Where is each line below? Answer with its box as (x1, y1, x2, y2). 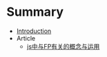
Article (16, 34, 36, 42)
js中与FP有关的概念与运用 (26, 42, 100, 50)
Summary (6, 4, 64, 20)
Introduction (16, 27, 52, 35)
